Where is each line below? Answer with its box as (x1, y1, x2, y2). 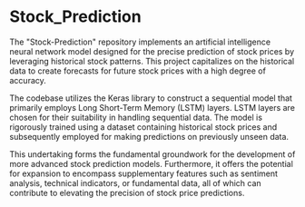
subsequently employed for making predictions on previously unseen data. (9, 131, 289, 142)
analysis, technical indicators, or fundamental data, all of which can (9, 177, 261, 188)
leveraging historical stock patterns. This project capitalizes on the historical (9, 55, 295, 66)
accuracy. (9, 74, 47, 85)
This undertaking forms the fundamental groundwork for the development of (9, 148, 296, 160)
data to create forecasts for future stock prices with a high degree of (9, 65, 266, 76)
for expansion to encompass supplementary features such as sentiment (9, 168, 279, 179)
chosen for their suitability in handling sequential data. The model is (9, 112, 263, 123)
